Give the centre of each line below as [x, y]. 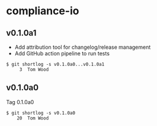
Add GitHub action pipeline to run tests [62, 53]
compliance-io [43, 11]
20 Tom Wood [33, 118]
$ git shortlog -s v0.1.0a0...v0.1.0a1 [55, 64]
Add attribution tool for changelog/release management [83, 47]
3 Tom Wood [34, 70]
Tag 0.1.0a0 [20, 102]
